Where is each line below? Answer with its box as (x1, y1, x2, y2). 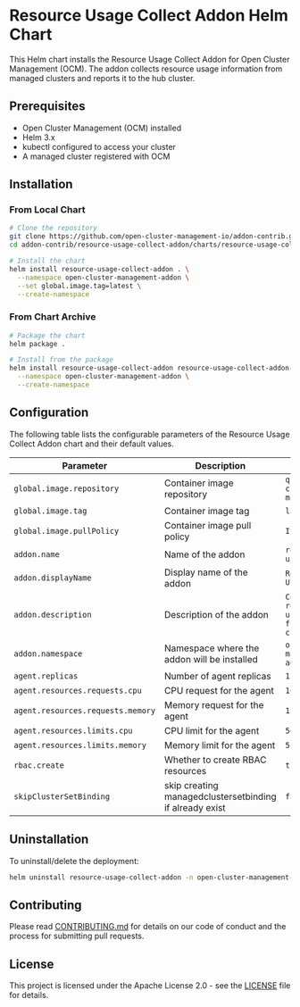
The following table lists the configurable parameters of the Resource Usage (9, 429, 290, 439)
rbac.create (13, 760, 65, 770)
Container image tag (163, 504, 250, 517)
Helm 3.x (21, 131, 55, 143)
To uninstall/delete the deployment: (9, 855, 139, 866)
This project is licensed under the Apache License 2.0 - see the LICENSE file (9, 980, 291, 991)
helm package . (9, 339, 66, 348)
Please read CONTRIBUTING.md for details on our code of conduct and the (9, 921, 287, 932)
